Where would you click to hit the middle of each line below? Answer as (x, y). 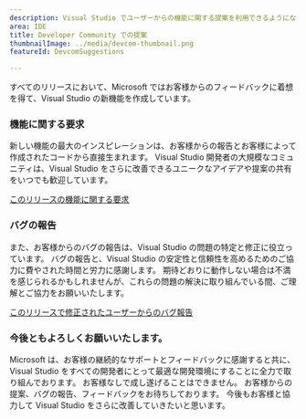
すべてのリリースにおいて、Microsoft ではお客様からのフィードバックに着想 (152, 87)
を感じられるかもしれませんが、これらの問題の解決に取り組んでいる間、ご (149, 281)
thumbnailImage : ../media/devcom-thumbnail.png (102, 43)
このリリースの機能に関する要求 (69, 199)
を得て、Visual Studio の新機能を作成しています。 (103, 99)
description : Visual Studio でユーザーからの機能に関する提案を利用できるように (150, 18)
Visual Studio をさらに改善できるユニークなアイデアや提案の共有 (170, 169)
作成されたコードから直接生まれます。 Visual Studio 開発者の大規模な (140, 157)
